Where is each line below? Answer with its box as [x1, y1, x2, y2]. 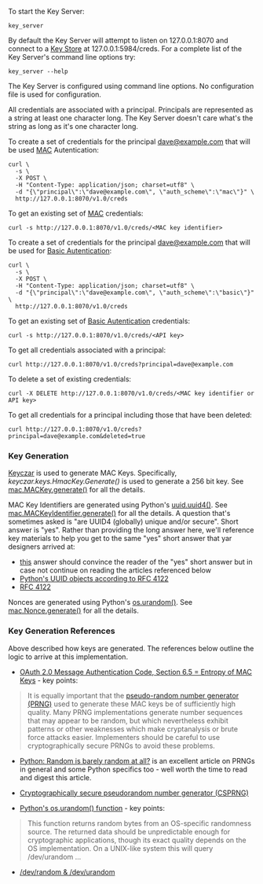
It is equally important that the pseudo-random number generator [27, 691, 239, 700]
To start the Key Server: [8, 7, 85, 16]
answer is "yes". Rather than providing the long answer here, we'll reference [8, 525, 254, 535]
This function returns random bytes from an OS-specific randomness [27, 818, 252, 828]
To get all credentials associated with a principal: [8, 345, 166, 355]
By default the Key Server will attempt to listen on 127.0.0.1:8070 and [8, 35, 229, 45]
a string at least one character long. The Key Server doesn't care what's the [8, 113, 254, 123]
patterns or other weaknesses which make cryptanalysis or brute [27, 724, 238, 734]
